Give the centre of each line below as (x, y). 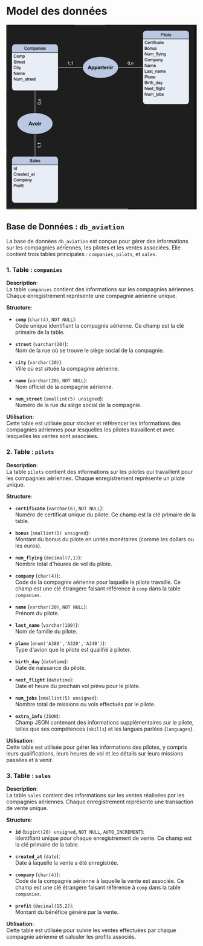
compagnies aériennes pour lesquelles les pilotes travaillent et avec (91, 430)
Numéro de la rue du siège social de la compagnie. (78, 405)
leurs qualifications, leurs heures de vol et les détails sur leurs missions (95, 753)
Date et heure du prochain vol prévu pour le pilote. (78, 686)
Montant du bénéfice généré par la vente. (67, 912)
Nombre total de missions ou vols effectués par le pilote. (85, 704)
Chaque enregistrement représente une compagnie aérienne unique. (92, 296)
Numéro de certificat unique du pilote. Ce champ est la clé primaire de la (105, 515)
